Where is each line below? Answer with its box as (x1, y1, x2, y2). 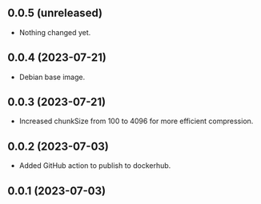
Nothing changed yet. (18, 27, 91, 37)
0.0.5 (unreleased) (7, 6, 103, 20)
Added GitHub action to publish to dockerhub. (18, 161, 171, 170)
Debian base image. (18, 72, 86, 82)
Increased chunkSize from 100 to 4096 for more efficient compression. (18, 116, 254, 126)
